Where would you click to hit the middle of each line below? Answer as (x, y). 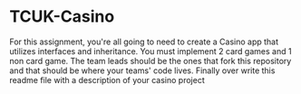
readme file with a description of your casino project (107, 80)
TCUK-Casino (62, 17)
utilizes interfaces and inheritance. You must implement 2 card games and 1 (150, 51)
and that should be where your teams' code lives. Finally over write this (142, 70)
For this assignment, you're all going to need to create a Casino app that (144, 42)
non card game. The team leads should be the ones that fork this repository (150, 61)
